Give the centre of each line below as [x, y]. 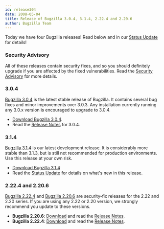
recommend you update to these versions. [48, 206]
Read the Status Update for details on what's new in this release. [77, 173]
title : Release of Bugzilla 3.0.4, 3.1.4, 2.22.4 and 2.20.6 [69, 19]
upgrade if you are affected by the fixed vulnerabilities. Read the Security [79, 71]
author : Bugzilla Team [28, 23]
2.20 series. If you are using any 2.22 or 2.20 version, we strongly [71, 202]
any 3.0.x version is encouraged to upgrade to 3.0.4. [58, 110]
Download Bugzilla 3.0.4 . [37, 119]
